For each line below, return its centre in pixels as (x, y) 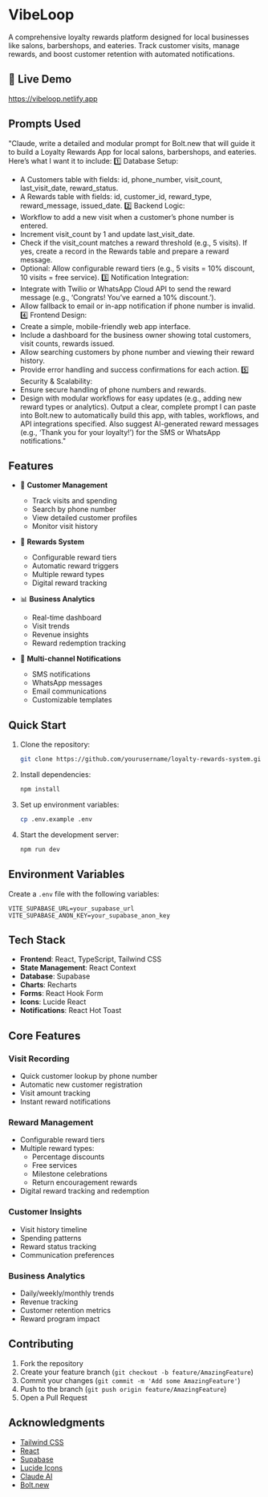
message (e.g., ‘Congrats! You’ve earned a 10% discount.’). (118, 297)
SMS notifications (61, 674)
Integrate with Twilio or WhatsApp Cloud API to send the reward (125, 289)
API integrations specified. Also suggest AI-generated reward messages (139, 424)
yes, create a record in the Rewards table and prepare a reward (124, 251)
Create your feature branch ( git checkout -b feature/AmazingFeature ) (137, 1372)
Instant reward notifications (65, 1102)
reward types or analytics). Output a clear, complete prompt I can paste (138, 406)
